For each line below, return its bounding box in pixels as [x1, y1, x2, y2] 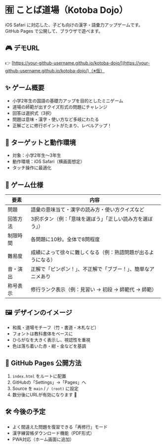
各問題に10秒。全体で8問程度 [31, 236, 100, 243]
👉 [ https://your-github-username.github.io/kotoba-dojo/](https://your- [5, 60, 150, 66]
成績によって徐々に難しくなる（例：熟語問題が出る [31, 249, 149, 256]
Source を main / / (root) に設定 [12, 385, 79, 391]
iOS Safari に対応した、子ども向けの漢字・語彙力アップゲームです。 [5, 22, 143, 28]
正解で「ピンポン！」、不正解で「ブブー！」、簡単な [31, 266, 150, 273]
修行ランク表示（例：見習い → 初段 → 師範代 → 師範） [31, 286, 157, 293]
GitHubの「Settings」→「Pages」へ [12, 379, 86, 385]
